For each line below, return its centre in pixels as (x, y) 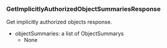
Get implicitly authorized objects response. (59, 22)
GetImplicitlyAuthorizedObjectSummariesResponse (83, 9)
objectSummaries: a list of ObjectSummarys (69, 34)
